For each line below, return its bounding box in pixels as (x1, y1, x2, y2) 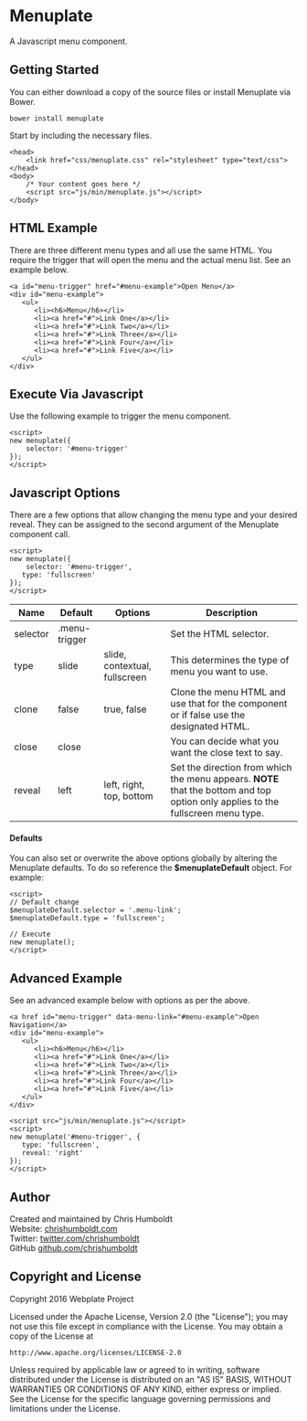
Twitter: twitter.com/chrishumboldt (9, 1233, 140, 1244)
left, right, (103, 779, 145, 791)
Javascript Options (9, 485, 121, 501)
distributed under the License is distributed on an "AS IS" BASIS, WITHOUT (9, 1373, 292, 1384)
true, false (103, 703, 147, 716)
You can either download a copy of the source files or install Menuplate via (9, 86, 291, 97)
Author (9, 1189, 50, 1204)
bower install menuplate (9, 113, 104, 123)
